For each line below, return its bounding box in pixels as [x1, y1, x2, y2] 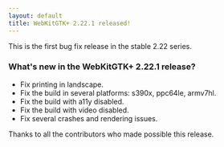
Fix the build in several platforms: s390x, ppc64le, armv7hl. [19, 88, 217, 97]
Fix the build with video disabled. [19, 105, 130, 115]
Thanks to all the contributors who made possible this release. [8, 129, 214, 139]
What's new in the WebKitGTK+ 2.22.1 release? [8, 61, 196, 72]
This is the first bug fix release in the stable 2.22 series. [8, 41, 193, 51]
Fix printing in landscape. [19, 80, 104, 89]
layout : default [8, 11, 63, 20]
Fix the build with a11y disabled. [19, 96, 124, 106]
